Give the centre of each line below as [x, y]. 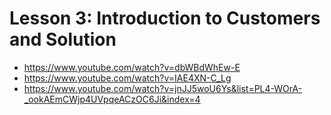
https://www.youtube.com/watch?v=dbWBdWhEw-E [132, 67]
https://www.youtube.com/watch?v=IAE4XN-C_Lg [127, 78]
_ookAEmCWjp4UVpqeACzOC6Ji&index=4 [112, 99]
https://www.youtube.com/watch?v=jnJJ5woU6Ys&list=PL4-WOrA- [163, 88]
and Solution [63, 39]
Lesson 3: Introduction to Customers [165, 18]
